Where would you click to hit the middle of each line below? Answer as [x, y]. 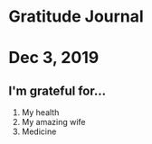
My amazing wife [54, 122]
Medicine [39, 131]
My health [40, 112]
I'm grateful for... [57, 90]
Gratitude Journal [76, 17]
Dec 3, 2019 [54, 58]
